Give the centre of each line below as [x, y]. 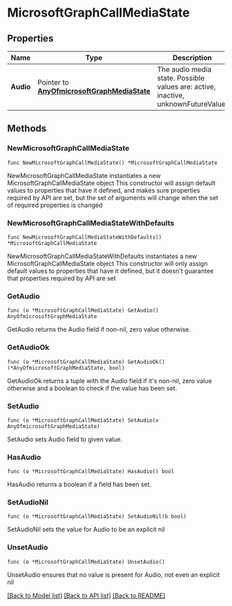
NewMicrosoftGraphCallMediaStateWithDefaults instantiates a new [102, 256]
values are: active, [186, 87]
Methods [27, 128]
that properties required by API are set [61, 278]
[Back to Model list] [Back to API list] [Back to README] [86, 595]
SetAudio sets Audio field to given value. [65, 439]
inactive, [171, 95]
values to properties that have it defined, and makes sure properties [104, 190]
